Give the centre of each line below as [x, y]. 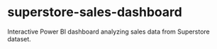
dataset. [20, 38]
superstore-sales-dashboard [95, 12]
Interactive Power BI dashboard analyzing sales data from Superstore [109, 31]
